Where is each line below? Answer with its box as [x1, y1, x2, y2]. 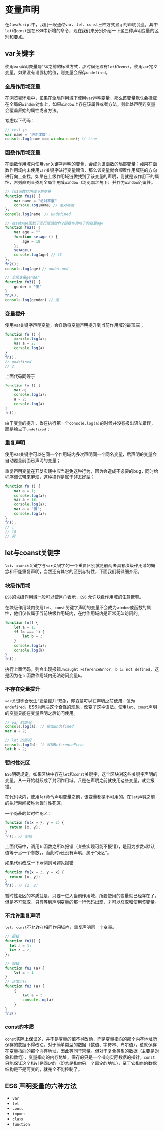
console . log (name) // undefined [5, 212, 71, 217]
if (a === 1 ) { [14, 630, 45, 634]
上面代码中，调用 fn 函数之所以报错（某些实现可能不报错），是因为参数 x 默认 [5, 843, 155, 849]
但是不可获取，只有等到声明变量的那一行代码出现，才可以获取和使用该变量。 [5, 899, 159, 905]
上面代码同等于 [5, 373, 35, 379]
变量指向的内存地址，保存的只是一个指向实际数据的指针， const [28, 1054, 155, 1060]
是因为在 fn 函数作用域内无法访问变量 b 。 [5, 672, 84, 678]
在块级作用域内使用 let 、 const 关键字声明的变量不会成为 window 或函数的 [5, 605, 147, 611]
